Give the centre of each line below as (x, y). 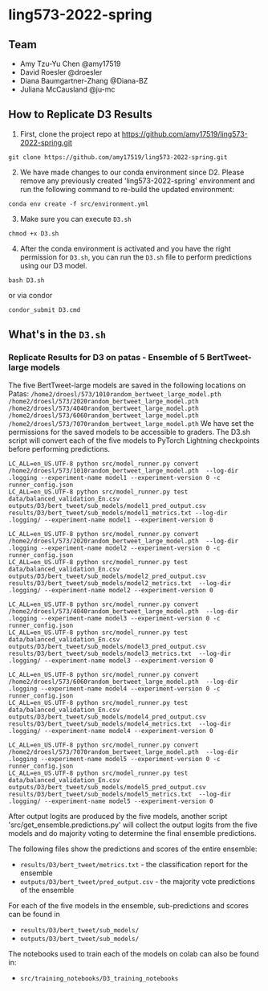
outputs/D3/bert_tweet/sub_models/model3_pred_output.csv (107, 646)
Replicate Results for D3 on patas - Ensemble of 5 (107, 358)
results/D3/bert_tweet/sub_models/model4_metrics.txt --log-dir (120, 724)
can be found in (34, 914)
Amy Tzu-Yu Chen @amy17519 (71, 63)
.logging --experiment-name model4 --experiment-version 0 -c (114, 689)
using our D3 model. (54, 265)
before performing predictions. (59, 448)
